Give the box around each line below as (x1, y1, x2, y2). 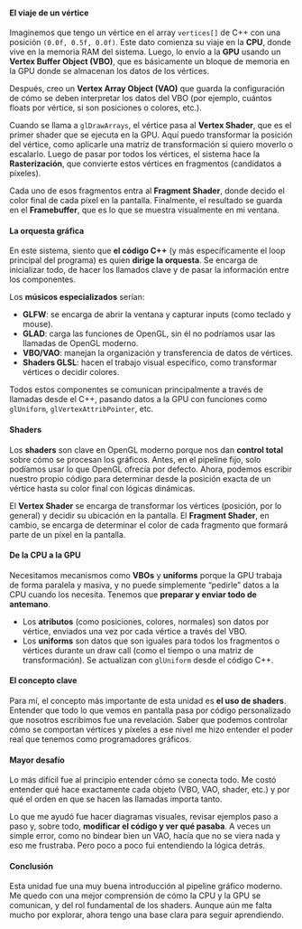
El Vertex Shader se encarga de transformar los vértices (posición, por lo (9, 500, 282, 511)
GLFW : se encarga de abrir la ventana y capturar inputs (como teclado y (22, 309, 291, 320)
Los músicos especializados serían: (9, 292, 145, 303)
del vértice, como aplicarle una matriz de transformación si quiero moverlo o (9, 139, 294, 150)
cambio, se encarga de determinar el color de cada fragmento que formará (9, 520, 288, 530)
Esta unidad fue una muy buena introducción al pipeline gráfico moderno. (9, 881, 283, 892)
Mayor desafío (9, 755, 65, 765)
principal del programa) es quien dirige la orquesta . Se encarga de (9, 255, 259, 266)
